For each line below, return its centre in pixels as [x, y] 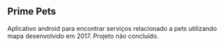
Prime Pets [32, 12]
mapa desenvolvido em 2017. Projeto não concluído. [83, 36]
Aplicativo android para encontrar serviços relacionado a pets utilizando [112, 28]
